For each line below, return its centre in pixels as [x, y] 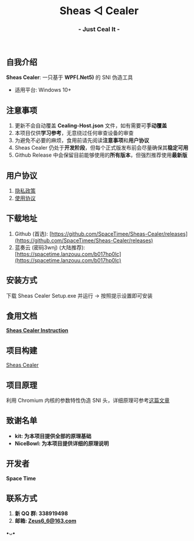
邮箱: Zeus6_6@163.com [45, 521]
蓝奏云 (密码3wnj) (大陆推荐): [50, 247]
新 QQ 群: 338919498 [41, 513]
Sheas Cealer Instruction [37, 331]
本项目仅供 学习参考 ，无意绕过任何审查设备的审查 [74, 133]
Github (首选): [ [33, 233]
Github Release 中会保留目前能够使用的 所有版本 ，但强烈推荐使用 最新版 [101, 155]
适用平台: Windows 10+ [43, 90]
